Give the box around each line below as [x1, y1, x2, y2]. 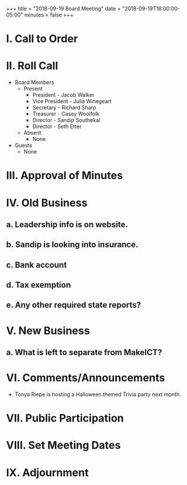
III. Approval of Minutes [6, 169, 123, 183]
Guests [14, 142, 33, 149]
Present [23, 85, 43, 92]
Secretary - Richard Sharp [32, 104, 96, 111]
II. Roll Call [6, 59, 59, 73]
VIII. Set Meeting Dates [6, 439, 121, 452]
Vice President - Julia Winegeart [32, 98, 112, 105]
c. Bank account [6, 260, 67, 270]
